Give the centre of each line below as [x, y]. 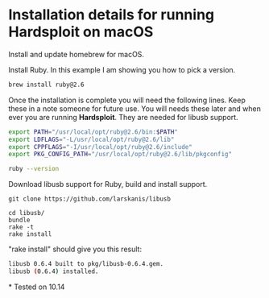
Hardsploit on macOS [81, 32]
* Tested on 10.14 [37, 287]
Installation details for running [112, 15]
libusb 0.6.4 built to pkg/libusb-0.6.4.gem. [86, 264]
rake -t [21, 227]
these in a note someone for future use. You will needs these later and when [135, 108]
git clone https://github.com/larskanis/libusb [90, 199]
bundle [19, 220]
